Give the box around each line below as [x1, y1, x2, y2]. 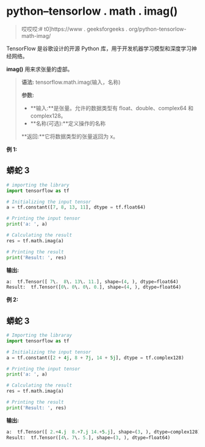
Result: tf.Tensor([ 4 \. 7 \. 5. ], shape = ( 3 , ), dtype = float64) [6, 434, 171, 441]
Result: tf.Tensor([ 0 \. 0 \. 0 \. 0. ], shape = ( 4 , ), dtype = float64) [6, 284, 182, 290]
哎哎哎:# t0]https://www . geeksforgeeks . [21, 25, 128, 32]
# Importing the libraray [6, 332, 72, 339]
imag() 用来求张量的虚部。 [6, 65, 73, 73]
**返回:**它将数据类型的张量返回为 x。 [21, 133, 119, 140]
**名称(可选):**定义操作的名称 [30, 119, 106, 127]
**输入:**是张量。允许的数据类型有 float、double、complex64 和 [30, 104, 194, 111]
